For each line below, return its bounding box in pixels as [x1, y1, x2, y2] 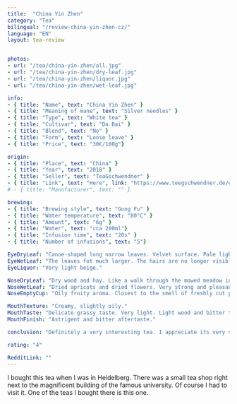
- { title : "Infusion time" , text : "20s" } [7, 232, 138, 239]
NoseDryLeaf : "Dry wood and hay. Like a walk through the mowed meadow [7, 277, 222, 284]
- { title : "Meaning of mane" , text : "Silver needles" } [7, 107, 178, 115]
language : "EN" [7, 30, 52, 37]
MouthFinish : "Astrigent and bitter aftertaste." [7, 316, 157, 323]
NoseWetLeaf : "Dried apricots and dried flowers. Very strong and [7, 283, 207, 290]
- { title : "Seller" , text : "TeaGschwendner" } [7, 173, 150, 180]
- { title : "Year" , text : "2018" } [7, 167, 112, 174]
